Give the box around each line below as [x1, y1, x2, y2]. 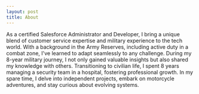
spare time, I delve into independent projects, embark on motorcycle [6, 75, 174, 82]
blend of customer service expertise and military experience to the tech [6, 37, 183, 44]
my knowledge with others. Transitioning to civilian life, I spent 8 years [6, 62, 179, 69]
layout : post [6, 8, 39, 15]
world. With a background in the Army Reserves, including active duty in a [6, 43, 189, 51]
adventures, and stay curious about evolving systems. [6, 81, 139, 88]
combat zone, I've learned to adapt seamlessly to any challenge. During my [6, 49, 192, 57]
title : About [6, 14, 39, 20]
